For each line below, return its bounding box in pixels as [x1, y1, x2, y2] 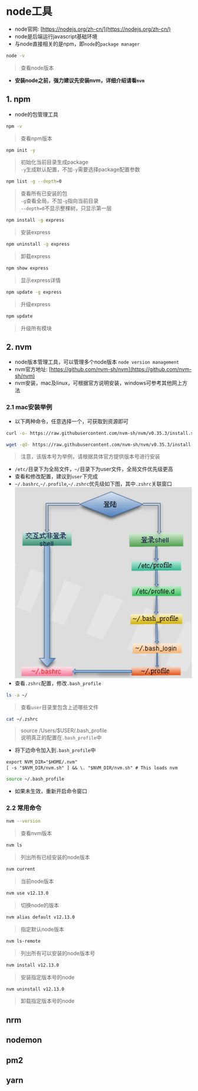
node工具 [6, 5, 52, 18]
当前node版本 [20, 878, 54, 885]
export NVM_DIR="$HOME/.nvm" [6, 759, 78, 765]
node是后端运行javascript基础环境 [14, 33, 98, 40]
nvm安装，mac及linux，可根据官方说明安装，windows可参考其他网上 [14, 379, 183, 387]
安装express [20, 229, 51, 236]
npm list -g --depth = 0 [6, 178, 62, 184]
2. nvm [6, 342, 32, 352]
